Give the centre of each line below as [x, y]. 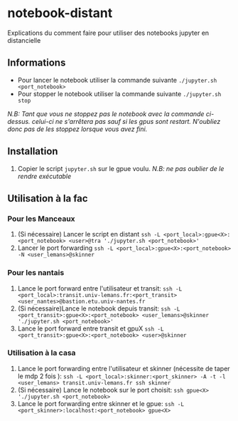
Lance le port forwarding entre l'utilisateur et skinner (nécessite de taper [124, 368]
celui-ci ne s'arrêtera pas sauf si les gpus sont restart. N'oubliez [126, 121]
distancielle [24, 40]
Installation [33, 151]
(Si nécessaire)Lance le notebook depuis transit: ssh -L [99, 308]
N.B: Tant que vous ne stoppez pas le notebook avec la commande [106, 114]
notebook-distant [60, 13]
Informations [37, 63]
